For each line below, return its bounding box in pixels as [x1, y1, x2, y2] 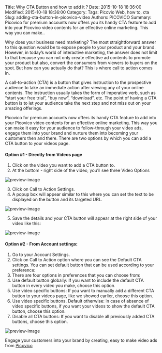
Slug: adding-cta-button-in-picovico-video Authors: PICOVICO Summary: [5, 15, 151, 20]
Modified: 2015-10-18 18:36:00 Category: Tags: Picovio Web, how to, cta [5, 9, 149, 15]
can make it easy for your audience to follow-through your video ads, [5, 125, 143, 130]
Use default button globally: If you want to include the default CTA [12, 277, 144, 283]
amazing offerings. [5, 105, 43, 111]
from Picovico [5, 343, 33, 349]
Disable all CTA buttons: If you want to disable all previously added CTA [12, 314, 155, 320]
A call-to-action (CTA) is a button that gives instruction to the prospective [5, 80, 151, 85]
